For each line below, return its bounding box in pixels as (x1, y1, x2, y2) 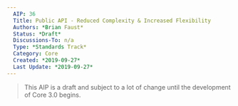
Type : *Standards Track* (13, 43, 87, 51)
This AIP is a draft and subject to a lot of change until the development (24, 83, 231, 91)
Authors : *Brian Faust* (13, 23, 83, 31)
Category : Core (13, 51, 58, 58)
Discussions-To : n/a (13, 37, 74, 44)
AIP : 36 (13, 10, 36, 18)
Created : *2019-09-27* (13, 57, 81, 64)
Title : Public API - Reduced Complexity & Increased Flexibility (13, 17, 212, 24)
